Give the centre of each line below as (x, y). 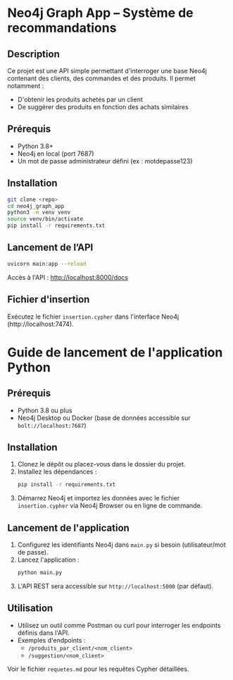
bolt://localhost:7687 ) (52, 425)
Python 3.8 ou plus (45, 410)
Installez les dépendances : (57, 472)
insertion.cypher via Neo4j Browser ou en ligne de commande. (110, 506)
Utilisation (30, 608)
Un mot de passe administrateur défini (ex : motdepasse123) (105, 161)
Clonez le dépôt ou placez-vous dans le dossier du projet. (101, 464)
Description (33, 54)
